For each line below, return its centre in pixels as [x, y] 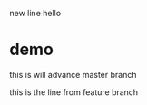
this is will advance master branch [73, 74]
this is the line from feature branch [74, 92]
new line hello [35, 13]
